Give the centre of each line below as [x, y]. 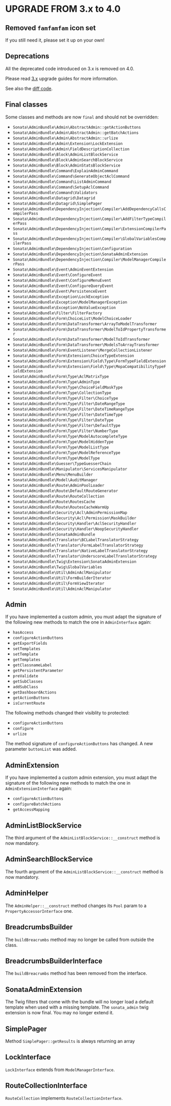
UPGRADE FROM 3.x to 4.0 [63, 9]
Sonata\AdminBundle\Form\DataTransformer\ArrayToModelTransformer [85, 324]
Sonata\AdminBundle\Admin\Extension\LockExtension [68, 144]
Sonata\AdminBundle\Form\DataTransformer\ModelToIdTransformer [81, 339]
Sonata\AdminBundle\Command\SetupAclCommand [61, 187]
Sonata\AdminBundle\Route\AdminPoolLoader [58, 485]
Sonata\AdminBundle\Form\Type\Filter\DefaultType [67, 425]
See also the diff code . [29, 88]
